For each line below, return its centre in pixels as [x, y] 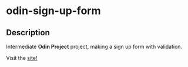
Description [28, 33]
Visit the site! [22, 58]
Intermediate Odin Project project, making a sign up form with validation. [94, 46]
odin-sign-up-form [53, 11]
